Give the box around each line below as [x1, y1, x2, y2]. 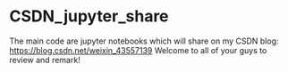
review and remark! [9, 54, 80, 65]
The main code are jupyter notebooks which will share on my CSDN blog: [9, 36, 279, 46]
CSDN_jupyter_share [9, 6, 169, 27]
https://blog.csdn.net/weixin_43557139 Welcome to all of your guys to [9, 44, 267, 55]
